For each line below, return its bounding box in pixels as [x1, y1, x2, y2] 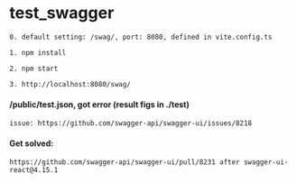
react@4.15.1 [9, 166, 59, 175]
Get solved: [9, 138, 54, 149]
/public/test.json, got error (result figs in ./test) [9, 98, 190, 110]
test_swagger [9, 3, 115, 23]
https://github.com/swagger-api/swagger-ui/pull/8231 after [9, 158, 241, 167]
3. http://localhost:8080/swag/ [9, 79, 131, 88]
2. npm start [9, 64, 59, 73]
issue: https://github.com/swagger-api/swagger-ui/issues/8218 [9, 119, 253, 128]
